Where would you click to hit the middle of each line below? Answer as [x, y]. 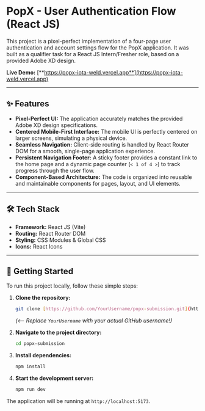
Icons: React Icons [39, 246]
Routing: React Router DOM [50, 233]
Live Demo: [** [25, 72]
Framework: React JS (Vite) [50, 227]
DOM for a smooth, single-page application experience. [85, 151]
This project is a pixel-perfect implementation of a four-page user [89, 41]
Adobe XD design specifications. [56, 125]
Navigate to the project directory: [58, 333]
